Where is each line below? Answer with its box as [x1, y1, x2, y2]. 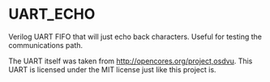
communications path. [8, 40, 84, 50]
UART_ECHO [8, 5, 96, 24]
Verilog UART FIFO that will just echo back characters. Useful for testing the [8, 32, 262, 41]
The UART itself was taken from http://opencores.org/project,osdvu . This [8, 56, 253, 66]
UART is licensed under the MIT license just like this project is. [8, 64, 216, 74]
